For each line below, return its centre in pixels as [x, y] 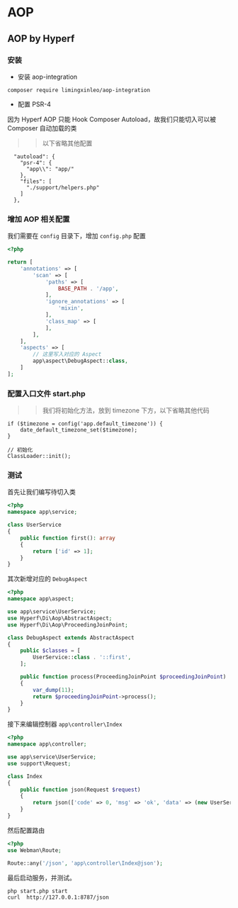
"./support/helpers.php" [63, 187]
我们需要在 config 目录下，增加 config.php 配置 [77, 236]
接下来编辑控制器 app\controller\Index [65, 724]
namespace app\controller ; [47, 744]
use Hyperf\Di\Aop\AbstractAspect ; [60, 618]
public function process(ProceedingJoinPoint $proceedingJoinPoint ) [123, 677]
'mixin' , [70, 308]
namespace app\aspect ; [41, 599]
